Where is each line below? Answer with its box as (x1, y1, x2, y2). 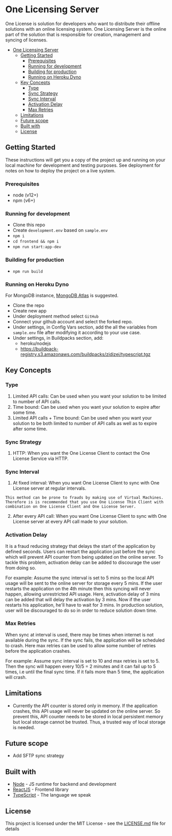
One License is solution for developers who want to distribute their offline (5, 20, 160, 27)
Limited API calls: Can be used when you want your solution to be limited (12, 393, 166, 399)
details (5, 826, 19, 832)
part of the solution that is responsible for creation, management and (5, 31, 150, 37)
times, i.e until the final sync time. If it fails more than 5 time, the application (5, 669, 165, 675)
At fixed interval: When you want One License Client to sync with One (12, 480, 160, 486)
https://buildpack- (20, 345, 59, 351)
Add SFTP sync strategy (12, 753, 64, 759)
